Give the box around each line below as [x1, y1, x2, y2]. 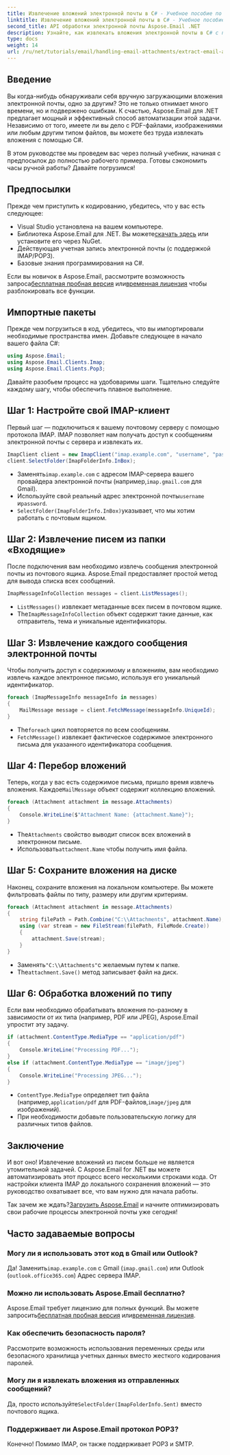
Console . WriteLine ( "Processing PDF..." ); [19, 1047, 139, 1054]
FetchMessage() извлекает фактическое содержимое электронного [16, 732, 214, 741]
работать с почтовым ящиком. [16, 513, 107, 522]
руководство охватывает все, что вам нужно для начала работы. [7, 1187, 199, 1196]
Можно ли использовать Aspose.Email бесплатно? [7, 1288, 186, 1298]
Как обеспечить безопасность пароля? [7, 1329, 146, 1338]
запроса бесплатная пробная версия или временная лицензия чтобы [7, 279, 207, 288]
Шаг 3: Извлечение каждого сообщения [7, 637, 188, 649]
